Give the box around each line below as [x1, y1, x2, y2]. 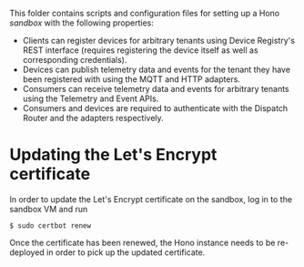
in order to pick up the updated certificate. [46, 246, 206, 258]
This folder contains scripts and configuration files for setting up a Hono [9, 8, 280, 18]
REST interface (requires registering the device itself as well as [22, 45, 258, 56]
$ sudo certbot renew [9, 221, 92, 231]
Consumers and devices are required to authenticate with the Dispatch [22, 103, 289, 113]
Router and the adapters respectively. [22, 113, 164, 123]
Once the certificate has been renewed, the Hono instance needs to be [9, 237, 276, 248]
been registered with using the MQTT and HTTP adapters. [22, 74, 241, 85]
